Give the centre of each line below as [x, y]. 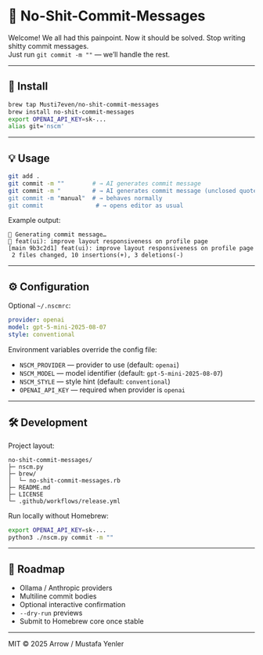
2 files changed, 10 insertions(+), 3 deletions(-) [97, 255]
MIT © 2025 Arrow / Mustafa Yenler [66, 644]
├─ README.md [29, 487]
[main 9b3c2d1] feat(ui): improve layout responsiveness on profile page [131, 249]
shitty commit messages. [49, 45]
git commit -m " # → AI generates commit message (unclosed [122, 191]
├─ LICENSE [26, 494]
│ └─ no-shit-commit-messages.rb [65, 480]
